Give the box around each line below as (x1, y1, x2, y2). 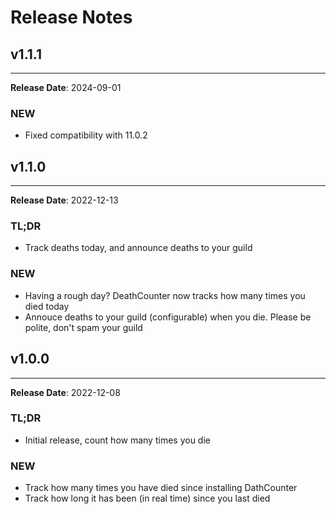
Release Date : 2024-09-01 (10, 82, 122, 93)
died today (24, 300, 70, 312)
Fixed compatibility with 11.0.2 (24, 129, 148, 141)
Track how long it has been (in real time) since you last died (24, 492, 271, 505)
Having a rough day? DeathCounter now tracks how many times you (24, 289, 306, 301)
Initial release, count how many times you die (24, 434, 211, 446)
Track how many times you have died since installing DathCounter (24, 482, 298, 494)
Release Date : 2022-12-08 (10, 386, 121, 398)
